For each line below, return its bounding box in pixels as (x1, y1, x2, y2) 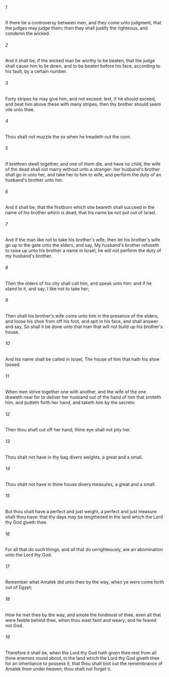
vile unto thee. (5, 106, 35, 112)
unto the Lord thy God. (5, 552, 52, 558)
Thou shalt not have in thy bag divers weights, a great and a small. (5, 454, 143, 460)
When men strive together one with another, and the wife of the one (5, 389, 146, 395)
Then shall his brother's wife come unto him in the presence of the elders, (5, 312, 159, 319)
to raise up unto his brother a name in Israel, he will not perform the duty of (5, 248, 161, 254)
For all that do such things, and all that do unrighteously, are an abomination (5, 547, 163, 553)
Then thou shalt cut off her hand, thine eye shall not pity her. (5, 427, 131, 433)
